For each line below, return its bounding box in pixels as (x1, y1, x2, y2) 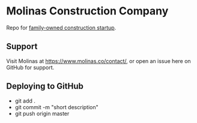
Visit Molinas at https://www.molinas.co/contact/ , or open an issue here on (6, 57, 191, 64)
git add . (14, 97, 36, 104)
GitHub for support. (6, 64, 55, 71)
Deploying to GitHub (6, 81, 84, 91)
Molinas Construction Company (6, 4, 169, 18)
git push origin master (14, 110, 70, 117)
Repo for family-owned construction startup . (6, 24, 117, 31)
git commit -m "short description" (14, 103, 99, 110)
